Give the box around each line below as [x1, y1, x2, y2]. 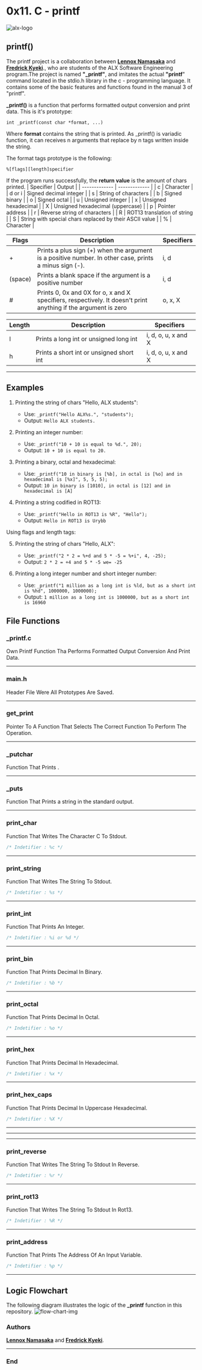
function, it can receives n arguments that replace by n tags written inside [6, 136, 189, 144]
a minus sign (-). [37, 261, 85, 270]
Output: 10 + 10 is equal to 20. [23, 446, 106, 453]
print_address [6, 1237, 48, 1246]
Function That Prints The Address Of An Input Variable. [6, 1251, 142, 1258]
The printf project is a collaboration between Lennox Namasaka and [6, 57, 176, 65]
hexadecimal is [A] [23, 488, 73, 494]
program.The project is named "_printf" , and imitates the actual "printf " [6, 71, 185, 78]
